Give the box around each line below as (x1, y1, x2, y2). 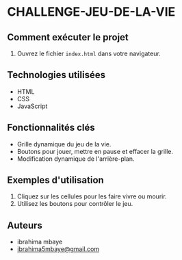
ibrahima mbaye (16, 237, 63, 246)
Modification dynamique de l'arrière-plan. (16, 155, 135, 163)
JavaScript (16, 102, 48, 110)
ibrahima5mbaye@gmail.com (16, 245, 100, 253)
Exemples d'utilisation (7, 174, 104, 186)
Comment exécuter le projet (7, 31, 129, 43)
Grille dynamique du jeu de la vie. (16, 140, 112, 148)
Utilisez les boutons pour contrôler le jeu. (16, 200, 133, 208)
